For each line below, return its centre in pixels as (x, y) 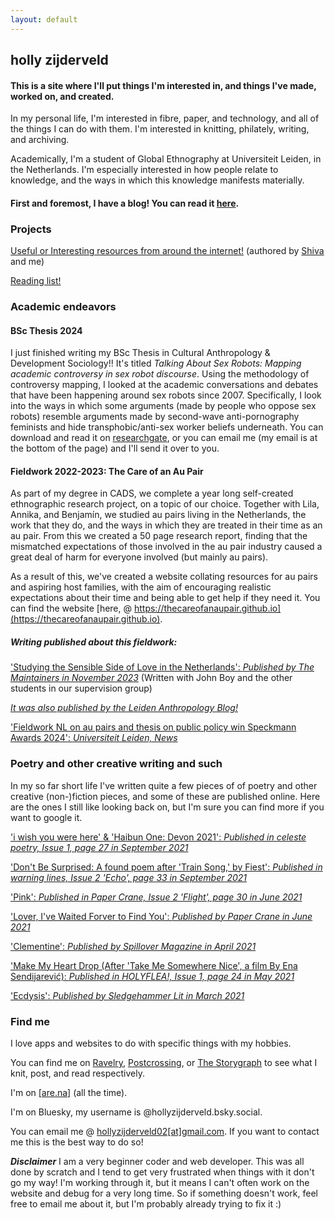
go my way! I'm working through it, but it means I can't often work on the (160, 1182)
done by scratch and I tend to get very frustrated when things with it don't (162, 1172)
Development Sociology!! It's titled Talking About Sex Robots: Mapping (156, 363)
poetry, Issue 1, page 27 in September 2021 (99, 847)
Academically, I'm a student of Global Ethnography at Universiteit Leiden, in (166, 159)
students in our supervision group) (81, 688)
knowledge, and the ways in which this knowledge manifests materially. (157, 180)
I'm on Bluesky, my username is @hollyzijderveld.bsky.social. (136, 1112)
